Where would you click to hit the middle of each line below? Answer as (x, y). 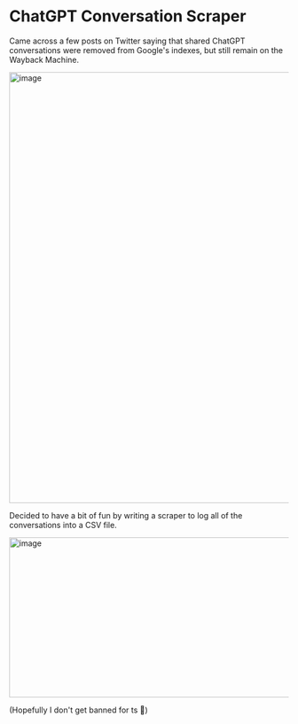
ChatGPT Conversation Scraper (128, 16)
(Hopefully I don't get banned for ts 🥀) (78, 710)
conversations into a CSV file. (63, 525)
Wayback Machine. (44, 59)
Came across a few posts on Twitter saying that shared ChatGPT (127, 41)
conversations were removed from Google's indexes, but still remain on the (146, 50)
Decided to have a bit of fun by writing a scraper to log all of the (126, 515)
